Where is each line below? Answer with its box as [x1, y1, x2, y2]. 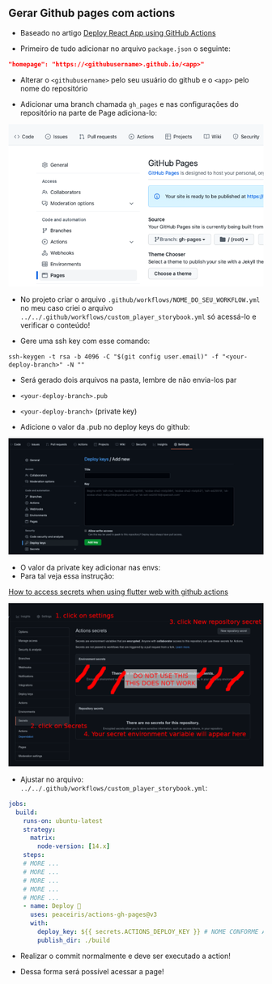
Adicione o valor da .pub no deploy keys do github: [19, 422, 190, 431]
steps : [23, 851, 45, 859]
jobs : [8, 799, 27, 808]
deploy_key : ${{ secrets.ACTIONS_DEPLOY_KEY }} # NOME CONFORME [37, 928, 259, 936]
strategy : [23, 825, 57, 833]
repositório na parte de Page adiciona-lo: [19, 108, 158, 117]
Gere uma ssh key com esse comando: [19, 336, 151, 346]
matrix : [29, 833, 57, 842]
